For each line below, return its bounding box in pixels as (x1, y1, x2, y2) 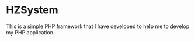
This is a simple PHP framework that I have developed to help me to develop (6, 23, 190, 30)
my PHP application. (6, 29, 55, 36)
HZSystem (6, 3, 58, 17)
